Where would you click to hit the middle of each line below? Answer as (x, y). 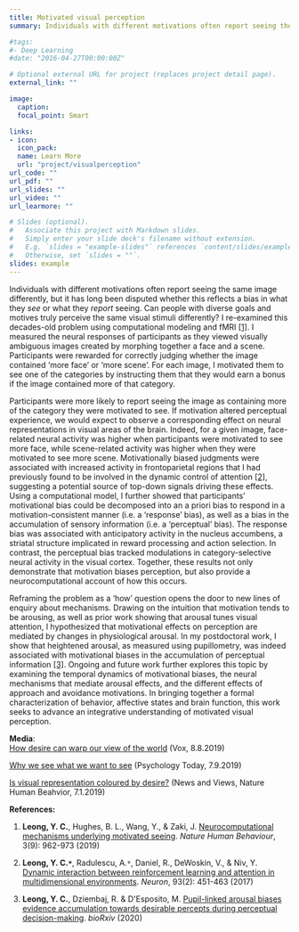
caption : (33, 107)
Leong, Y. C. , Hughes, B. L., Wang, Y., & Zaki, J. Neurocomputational (148, 826)
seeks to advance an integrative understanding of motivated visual (131, 711)
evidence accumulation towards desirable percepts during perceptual (149, 908)
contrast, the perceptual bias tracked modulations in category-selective (140, 552)
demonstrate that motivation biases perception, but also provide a (130, 571)
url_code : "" (33, 173)
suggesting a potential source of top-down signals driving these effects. (141, 486)
